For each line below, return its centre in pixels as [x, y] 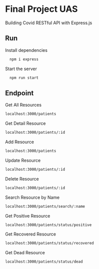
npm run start [24, 77]
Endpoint [19, 93]
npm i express [24, 59]
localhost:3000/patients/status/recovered [49, 243]
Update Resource [23, 160]
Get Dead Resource [25, 253]
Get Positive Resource [28, 216]
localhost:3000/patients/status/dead [44, 262]
